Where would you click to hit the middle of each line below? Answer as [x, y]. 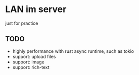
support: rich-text [31, 67]
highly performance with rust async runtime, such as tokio [73, 51]
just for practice [22, 23]
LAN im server [36, 9]
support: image [28, 62]
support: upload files [34, 56]
